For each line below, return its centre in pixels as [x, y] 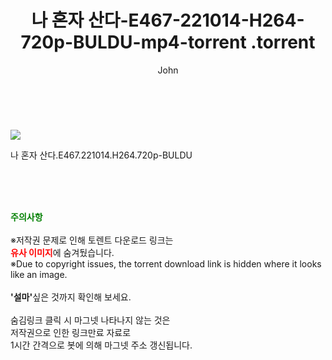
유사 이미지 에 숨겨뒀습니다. [62, 252]
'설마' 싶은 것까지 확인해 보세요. [71, 297]
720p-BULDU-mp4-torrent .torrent [168, 42]
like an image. [39, 274]
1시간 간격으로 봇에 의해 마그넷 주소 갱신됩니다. [101, 345]
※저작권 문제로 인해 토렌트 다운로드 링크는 [92, 240]
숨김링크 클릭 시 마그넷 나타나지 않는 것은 [90, 320]
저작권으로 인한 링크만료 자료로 [71, 332]
